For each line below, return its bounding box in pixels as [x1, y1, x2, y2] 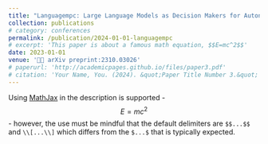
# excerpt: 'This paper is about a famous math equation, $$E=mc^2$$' [8, 41, 248, 49]
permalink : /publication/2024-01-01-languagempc [8, 33, 173, 42]
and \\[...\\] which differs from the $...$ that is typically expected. [8, 127, 235, 137]
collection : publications [8, 19, 94, 27]
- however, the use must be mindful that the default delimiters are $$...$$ [8, 119, 250, 128]
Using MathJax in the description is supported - [8, 92, 166, 102]
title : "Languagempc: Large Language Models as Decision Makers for [8, 11, 241, 20]
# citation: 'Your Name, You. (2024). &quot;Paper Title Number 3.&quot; [8, 71, 259, 79]
